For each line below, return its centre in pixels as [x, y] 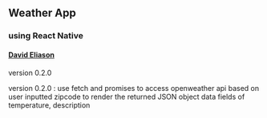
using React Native [46, 36]
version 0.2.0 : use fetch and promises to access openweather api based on [133, 88]
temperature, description [49, 105]
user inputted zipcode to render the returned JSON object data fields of [127, 96]
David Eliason [31, 54]
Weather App [42, 13]
